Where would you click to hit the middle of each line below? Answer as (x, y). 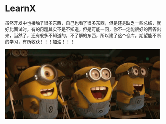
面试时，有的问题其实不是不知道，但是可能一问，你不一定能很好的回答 (85, 29)
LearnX (21, 9)
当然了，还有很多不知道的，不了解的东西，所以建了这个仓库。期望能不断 (87, 35)
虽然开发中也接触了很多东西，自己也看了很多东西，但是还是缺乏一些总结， (81, 23)
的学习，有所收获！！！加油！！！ (40, 41)
